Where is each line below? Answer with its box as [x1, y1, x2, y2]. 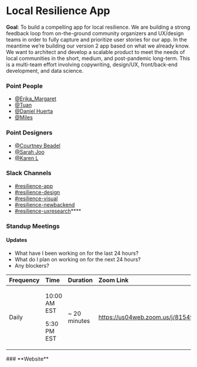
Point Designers [6, 129, 53, 137]
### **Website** [6, 355, 49, 362]
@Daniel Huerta [14, 107, 53, 115]
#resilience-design [14, 188, 60, 196]
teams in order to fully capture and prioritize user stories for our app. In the [6, 36, 188, 43]
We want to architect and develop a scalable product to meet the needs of [6, 48, 185, 55]
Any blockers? [14, 262, 50, 269]
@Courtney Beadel [14, 142, 60, 149]
